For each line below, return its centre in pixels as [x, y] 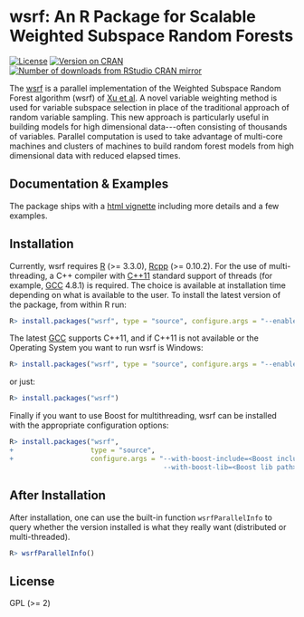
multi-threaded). [40, 536]
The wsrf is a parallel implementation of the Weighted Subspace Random [146, 88]
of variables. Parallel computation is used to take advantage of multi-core [146, 136]
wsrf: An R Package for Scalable [133, 17]
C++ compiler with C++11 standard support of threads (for [164, 275]
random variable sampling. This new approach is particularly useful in [139, 117]
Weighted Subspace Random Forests [152, 36]
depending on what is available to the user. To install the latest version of [145, 294]
